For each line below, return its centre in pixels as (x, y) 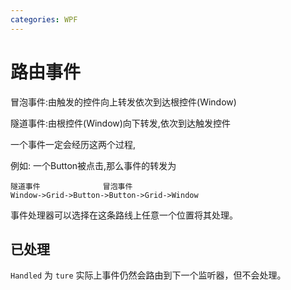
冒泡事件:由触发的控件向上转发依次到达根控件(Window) (123, 102)
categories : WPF (44, 19)
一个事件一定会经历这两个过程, (73, 144)
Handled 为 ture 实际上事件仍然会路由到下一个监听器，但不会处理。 (148, 275)
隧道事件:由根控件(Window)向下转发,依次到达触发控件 (120, 123)
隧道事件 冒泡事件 (71, 186)
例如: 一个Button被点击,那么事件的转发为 (93, 165)
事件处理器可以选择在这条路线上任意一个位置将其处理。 (124, 215)
